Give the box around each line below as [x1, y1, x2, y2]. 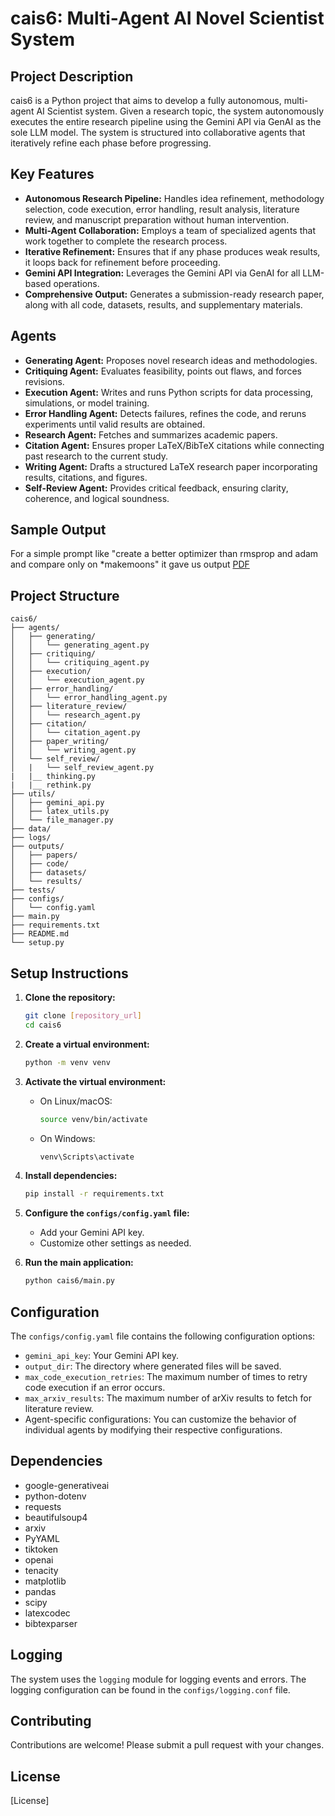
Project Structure [10, 587, 120, 604]
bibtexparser [24, 1617, 78, 1629]
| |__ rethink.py [10, 780, 92, 791]
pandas [24, 1585, 57, 1597]
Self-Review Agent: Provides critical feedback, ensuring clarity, [24, 482, 289, 494]
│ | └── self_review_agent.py [10, 763, 155, 773]
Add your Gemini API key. [39, 1227, 145, 1239]
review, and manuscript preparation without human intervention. [24, 213, 290, 226]
